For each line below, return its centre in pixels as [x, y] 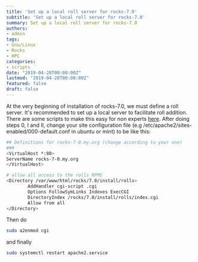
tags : [13, 39]
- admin [16, 34]
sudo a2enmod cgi [28, 231]
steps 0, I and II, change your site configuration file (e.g [74, 125]
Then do [16, 220]
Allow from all [47, 203]
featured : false [26, 84]
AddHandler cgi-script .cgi [62, 186]
